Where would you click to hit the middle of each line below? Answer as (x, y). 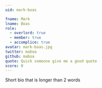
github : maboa (20, 56)
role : (11, 28)
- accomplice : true (30, 42)
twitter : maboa (21, 52)
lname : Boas (17, 24)
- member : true (25, 38)
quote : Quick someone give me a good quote (51, 61)
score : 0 (14, 66)
